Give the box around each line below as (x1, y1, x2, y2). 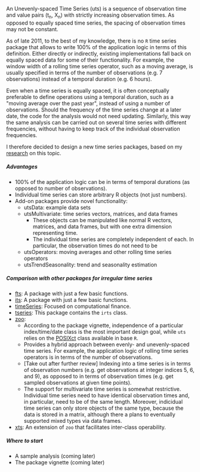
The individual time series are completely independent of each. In (32, 235, 194, 243)
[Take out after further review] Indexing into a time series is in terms (23, 359, 191, 367)
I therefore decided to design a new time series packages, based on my (6, 143, 183, 150)
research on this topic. (6, 149, 61, 156)
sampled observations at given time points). (23, 379, 132, 386)
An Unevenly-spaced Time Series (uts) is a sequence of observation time (6, 5, 187, 12)
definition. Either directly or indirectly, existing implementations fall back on (6, 50, 191, 57)
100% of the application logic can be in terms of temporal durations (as (14, 178, 190, 185)
